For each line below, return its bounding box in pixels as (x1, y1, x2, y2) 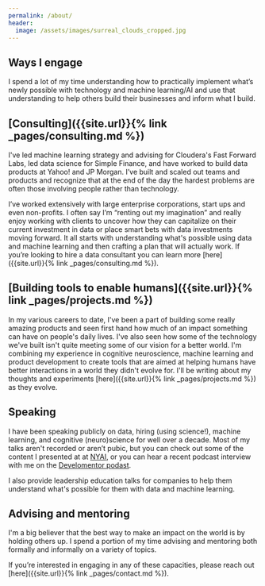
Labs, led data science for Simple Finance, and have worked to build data (8, 159, 248, 168)
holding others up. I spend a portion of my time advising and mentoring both (8, 537, 258, 546)
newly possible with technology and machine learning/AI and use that (8, 85, 236, 95)
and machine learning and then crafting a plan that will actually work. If (8, 241, 240, 251)
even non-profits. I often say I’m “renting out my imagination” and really (8, 208, 242, 217)
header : (8, 19, 34, 27)
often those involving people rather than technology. (8, 184, 180, 193)
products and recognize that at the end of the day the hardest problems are (8, 175, 255, 185)
